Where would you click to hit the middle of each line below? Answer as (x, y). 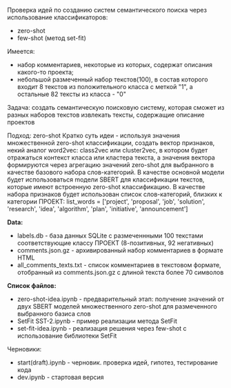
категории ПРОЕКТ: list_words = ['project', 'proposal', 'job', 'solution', (106, 202)
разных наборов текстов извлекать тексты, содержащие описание (106, 115)
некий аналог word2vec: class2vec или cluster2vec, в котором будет (108, 150)
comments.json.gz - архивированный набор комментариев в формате (120, 250)
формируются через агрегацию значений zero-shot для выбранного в (111, 165)
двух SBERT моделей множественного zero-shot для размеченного (117, 306)
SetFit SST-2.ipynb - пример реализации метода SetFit (97, 321)
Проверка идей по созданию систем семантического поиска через (107, 10)
